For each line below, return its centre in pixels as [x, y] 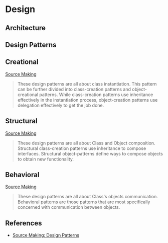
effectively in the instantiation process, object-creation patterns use [88, 100]
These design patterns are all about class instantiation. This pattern [87, 84]
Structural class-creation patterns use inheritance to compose [82, 148]
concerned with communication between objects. [69, 207]
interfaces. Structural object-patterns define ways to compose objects [90, 153]
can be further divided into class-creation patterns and [74, 89]
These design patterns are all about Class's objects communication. [88, 197]
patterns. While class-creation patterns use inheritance [96, 95]
